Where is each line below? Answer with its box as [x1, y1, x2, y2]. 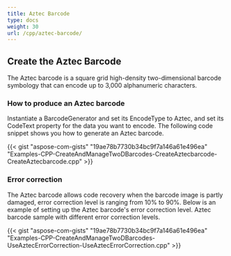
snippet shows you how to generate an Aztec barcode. [7, 129, 164, 138]
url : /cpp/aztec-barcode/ [7, 29, 82, 37]
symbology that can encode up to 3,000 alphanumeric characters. [7, 81, 197, 90]
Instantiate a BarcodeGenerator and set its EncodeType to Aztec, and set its [7, 114, 224, 122]
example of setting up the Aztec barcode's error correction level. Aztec [7, 205, 212, 214]
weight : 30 [7, 23, 39, 30]
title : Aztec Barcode [7, 10, 70, 17]
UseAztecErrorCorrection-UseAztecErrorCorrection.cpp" [7, 241, 170, 249]
